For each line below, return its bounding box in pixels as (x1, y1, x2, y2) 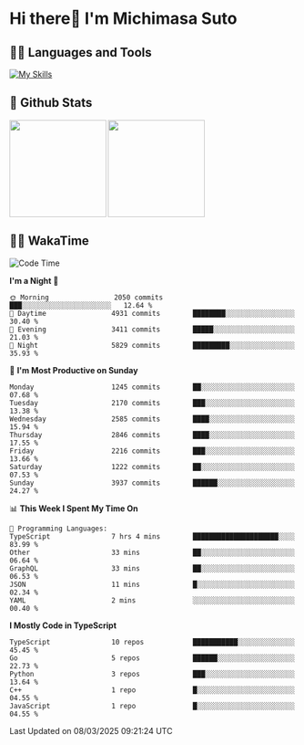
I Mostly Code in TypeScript (9, 620, 117, 631)
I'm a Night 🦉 (9, 275, 59, 286)
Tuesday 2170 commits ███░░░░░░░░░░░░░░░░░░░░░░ (9, 398, 296, 407)
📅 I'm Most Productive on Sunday (9, 364, 138, 375)
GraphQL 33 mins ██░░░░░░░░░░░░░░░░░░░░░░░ (9, 563, 296, 573)
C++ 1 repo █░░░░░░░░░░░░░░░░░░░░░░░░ (9, 685, 296, 695)
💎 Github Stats (9, 95, 93, 110)
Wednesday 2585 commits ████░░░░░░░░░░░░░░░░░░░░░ (9, 414, 296, 424)
